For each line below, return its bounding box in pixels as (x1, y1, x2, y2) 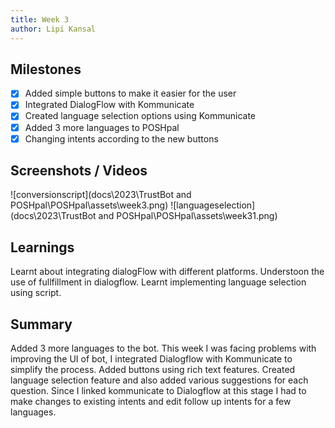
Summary (10, 316, 73, 333)
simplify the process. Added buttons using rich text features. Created (10, 364, 296, 376)
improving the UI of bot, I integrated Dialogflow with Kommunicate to (10, 353, 293, 365)
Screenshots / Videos (10, 162, 148, 180)
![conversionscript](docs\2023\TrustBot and (10, 189, 192, 201)
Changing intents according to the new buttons (24, 132, 219, 145)
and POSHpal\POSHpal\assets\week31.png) (98, 210, 278, 222)
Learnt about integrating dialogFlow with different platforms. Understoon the (10, 266, 325, 278)
